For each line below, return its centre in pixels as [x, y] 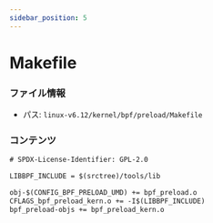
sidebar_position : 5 [49, 18]
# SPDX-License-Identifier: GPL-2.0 [79, 160]
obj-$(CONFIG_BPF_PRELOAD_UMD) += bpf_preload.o [103, 193]
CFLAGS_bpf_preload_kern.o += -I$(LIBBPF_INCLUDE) [107, 201]
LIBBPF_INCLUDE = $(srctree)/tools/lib [85, 177]
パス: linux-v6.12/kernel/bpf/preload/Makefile [112, 115]
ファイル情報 [38, 93]
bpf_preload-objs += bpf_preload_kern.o [87, 209]
